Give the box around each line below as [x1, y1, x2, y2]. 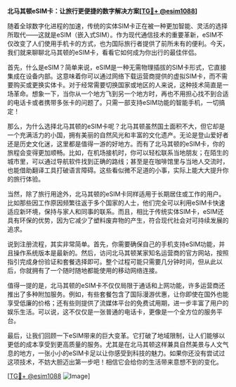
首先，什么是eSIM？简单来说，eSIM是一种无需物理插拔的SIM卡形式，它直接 [7, 63, 227, 71]
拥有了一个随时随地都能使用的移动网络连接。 [31, 267, 162, 274]
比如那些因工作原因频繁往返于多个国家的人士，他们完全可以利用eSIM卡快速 [7, 198, 225, 207]
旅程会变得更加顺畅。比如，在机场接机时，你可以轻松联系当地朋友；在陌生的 [7, 148, 229, 157]
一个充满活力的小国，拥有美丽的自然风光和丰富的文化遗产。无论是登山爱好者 [7, 131, 229, 139]
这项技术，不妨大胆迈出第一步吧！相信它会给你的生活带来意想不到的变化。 [7, 358, 223, 366]
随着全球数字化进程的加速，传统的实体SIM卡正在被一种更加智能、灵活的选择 [7, 22, 228, 30]
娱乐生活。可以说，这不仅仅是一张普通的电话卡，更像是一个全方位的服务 [7, 307, 216, 316]
